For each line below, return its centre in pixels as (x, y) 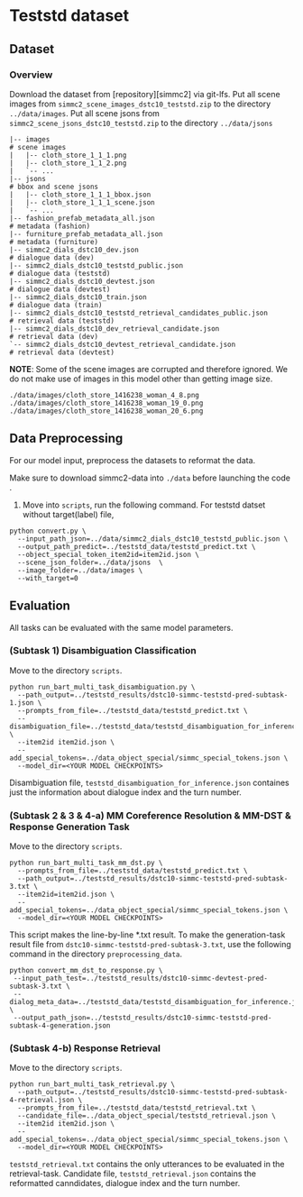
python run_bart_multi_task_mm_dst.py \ (87, 863)
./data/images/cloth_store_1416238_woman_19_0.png (106, 403)
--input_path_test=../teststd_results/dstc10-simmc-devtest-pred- (141, 979)
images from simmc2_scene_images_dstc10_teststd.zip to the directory (140, 104)
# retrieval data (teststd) (62, 321)
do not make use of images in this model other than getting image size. (141, 379)
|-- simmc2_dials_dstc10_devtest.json (82, 281)
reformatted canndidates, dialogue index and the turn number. (125, 1183)
